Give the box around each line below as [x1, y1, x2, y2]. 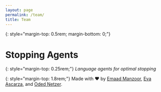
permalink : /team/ [5, 12, 44, 17]
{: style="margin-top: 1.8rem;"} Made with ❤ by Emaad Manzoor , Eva [5, 76, 152, 82]
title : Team [5, 17, 31, 22]
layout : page [5, 7, 33, 13]
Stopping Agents [5, 49, 78, 60]
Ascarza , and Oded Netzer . [5, 81, 62, 87]
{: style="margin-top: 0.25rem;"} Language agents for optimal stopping [5, 66, 156, 72]
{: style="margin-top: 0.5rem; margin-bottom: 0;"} [5, 31, 111, 37]
